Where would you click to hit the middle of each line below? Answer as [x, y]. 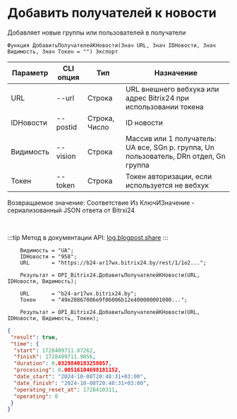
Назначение [176, 73]
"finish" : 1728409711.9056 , [55, 357]
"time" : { [25, 344]
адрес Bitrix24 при [157, 98]
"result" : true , [34, 337]
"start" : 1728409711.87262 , [55, 351]
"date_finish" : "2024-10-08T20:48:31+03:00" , [82, 383]
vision [66, 156]
